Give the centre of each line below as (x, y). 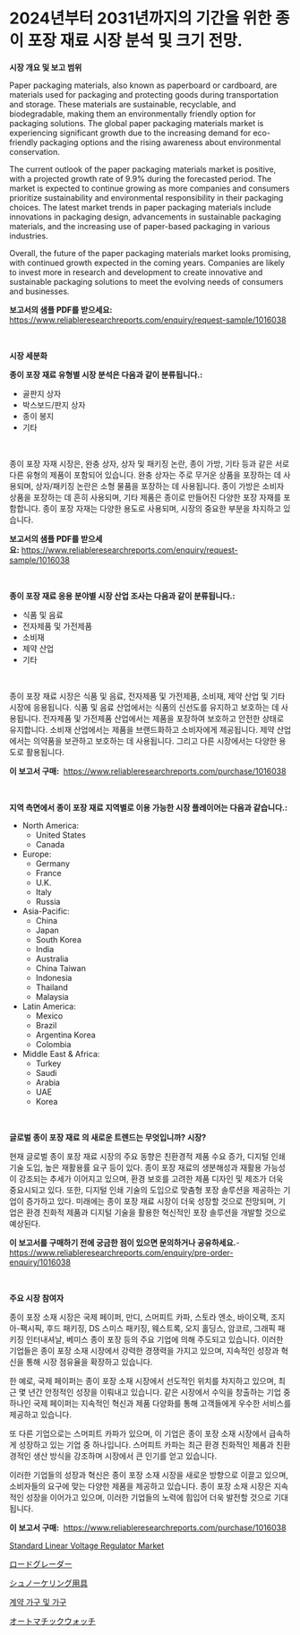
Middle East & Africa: (61, 1054)
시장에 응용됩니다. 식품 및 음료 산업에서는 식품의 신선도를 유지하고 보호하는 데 (144, 707)
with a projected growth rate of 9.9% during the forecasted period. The (141, 178)
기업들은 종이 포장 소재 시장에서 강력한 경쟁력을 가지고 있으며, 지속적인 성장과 (144, 1350)
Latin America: (49, 1006)
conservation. (35, 151)
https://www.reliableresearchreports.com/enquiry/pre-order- (121, 1252)
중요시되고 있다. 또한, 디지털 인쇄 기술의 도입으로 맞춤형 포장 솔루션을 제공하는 (146, 1190)
